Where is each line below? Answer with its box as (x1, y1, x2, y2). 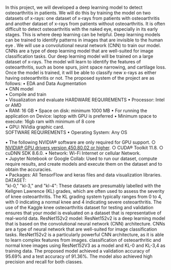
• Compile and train (5, 92, 47, 97)
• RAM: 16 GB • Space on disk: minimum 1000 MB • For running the (5, 107, 148, 114)
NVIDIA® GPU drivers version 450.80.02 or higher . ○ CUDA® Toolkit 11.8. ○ (5, 145, 163, 150)
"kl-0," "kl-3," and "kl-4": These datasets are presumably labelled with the (5, 183, 161, 189)
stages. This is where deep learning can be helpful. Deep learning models (5, 32, 161, 37)
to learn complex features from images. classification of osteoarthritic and (5, 237, 161, 243)
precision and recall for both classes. (5, 259, 83, 265)
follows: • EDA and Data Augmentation (5, 80, 87, 86)
